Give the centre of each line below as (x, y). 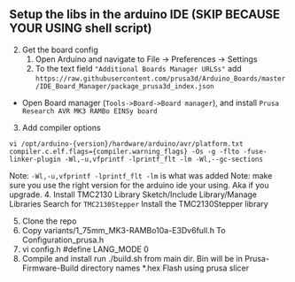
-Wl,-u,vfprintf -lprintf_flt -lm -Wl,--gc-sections (164, 159)
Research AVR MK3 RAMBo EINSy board (89, 111)
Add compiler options (61, 127)
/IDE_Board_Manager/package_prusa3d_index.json (124, 86)
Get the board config (60, 50)
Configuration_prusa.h (63, 240)
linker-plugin (35, 159)
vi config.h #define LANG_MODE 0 (85, 249)
